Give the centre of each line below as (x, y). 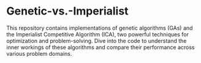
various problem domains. (39, 53)
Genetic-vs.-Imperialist (67, 11)
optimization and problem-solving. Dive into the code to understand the (97, 41)
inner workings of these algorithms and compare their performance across (100, 47)
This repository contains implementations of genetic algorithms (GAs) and (100, 28)
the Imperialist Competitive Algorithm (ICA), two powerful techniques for (97, 34)
